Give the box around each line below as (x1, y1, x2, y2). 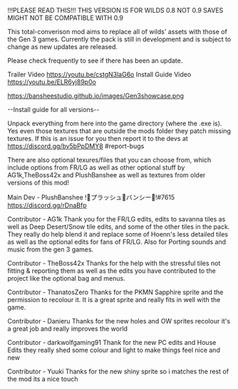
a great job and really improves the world (7, 324, 128, 333)
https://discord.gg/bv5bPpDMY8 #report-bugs (7, 142, 145, 150)
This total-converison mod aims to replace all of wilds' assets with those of (7, 28, 228, 36)
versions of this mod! (7, 178, 70, 187)
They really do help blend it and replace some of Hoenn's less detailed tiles (7, 230, 229, 238)
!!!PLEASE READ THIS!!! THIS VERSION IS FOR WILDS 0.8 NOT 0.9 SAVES (7, 6, 224, 14)
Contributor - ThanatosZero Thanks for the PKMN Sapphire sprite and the (7, 288, 224, 296)
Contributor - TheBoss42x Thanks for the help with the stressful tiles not (7, 259, 221, 267)
